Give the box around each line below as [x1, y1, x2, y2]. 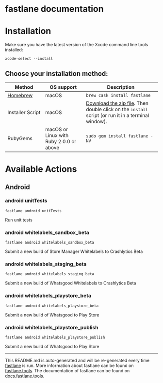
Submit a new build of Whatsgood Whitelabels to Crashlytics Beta [5, 280, 136, 286]
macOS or [45, 126, 68, 133]
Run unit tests [5, 217, 33, 223]
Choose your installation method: [5, 69, 108, 78]
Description [107, 83, 135, 90]
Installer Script [7, 109, 41, 116]
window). [86, 118, 108, 125]
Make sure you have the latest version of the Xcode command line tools [5, 42, 148, 48]
